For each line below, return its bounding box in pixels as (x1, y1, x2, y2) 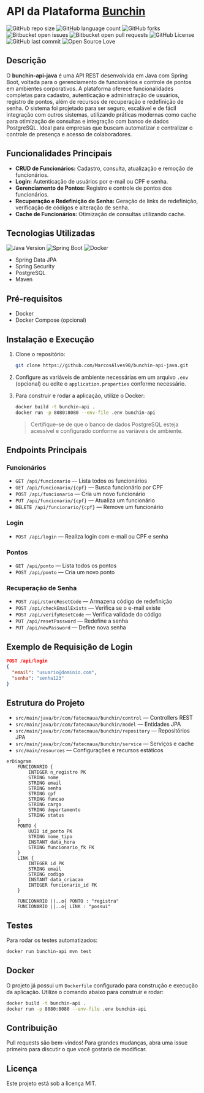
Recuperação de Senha (6, 583, 77, 592)
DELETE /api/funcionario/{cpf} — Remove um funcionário (15, 504, 164, 511)
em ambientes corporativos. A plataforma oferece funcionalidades (6, 85, 174, 92)
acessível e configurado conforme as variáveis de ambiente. (30, 427, 183, 434)
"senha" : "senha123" (12, 675, 64, 681)
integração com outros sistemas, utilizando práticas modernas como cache (6, 111, 197, 118)
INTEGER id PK (28, 861, 64, 867)
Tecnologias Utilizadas (6, 228, 96, 238)
